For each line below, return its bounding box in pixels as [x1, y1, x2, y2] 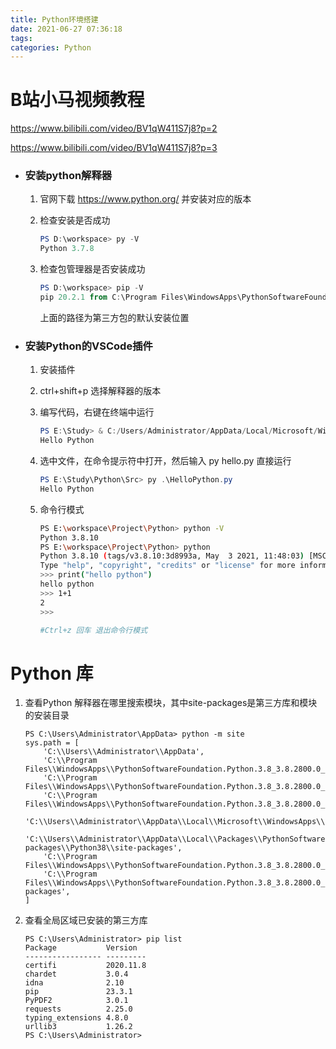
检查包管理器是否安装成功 [39, 263, 146, 275]
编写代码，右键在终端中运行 [39, 406, 155, 418]
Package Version [24, 943, 138, 953]
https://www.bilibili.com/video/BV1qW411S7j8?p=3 [10, 142, 218, 154]
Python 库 [10, 662, 94, 685]
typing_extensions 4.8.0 [24, 1013, 129, 1023]
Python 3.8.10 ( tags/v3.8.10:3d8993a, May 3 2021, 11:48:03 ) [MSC [39, 551, 327, 561]
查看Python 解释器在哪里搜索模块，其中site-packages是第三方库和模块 [24, 697, 318, 709]
